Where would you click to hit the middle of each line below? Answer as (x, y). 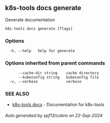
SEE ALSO (17, 94)
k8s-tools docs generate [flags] (39, 29)
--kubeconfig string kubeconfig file (58, 77)
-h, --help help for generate (42, 51)
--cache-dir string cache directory (58, 73)
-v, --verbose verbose (46, 82)
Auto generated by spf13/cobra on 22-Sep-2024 (54, 116)
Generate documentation (30, 19)
